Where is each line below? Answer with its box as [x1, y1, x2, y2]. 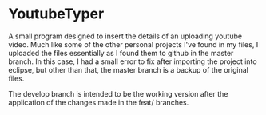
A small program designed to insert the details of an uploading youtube [8, 31, 242, 41]
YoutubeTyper [8, 5, 105, 23]
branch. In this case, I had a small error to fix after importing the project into [8, 57, 257, 66]
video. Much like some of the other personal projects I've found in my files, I [8, 39, 259, 49]
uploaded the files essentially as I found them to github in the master [8, 48, 234, 57]
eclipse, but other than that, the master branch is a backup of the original [8, 65, 249, 74]
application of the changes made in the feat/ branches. [8, 97, 189, 107]
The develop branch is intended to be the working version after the [8, 89, 228, 98]
